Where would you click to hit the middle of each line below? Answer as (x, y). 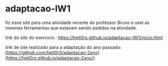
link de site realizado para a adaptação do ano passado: (63, 47)
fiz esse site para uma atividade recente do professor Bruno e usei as (77, 22)
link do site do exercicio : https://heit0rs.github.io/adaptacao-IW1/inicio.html (84, 37)
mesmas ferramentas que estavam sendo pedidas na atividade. (71, 27)
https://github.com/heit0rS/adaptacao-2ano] (53, 52)
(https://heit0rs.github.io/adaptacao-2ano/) (50, 57)
